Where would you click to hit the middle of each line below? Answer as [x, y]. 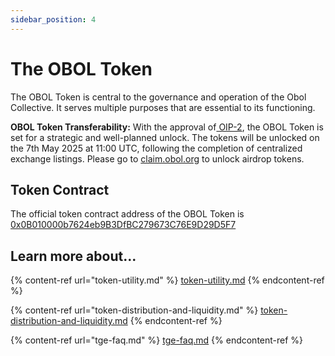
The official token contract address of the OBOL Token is [127, 214]
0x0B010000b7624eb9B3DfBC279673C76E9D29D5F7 [123, 225]
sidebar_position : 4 [53, 19]
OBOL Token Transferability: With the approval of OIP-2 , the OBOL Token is [167, 127]
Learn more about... [73, 256]
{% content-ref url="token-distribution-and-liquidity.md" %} [134, 310]
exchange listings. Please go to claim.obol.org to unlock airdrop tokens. [157, 158]
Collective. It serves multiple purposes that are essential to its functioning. [163, 107]
